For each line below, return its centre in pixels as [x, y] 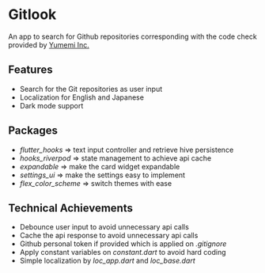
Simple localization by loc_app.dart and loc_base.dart [107, 261]
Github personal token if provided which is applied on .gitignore [123, 244]
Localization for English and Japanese [82, 97]
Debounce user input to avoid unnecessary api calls [104, 227]
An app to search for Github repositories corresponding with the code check [132, 36]
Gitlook [32, 15]
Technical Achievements [70, 208]
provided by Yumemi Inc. [49, 44]
